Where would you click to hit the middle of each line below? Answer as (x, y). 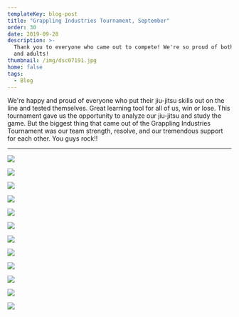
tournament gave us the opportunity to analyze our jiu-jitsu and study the (115, 116)
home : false (25, 67)
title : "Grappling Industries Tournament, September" (89, 21)
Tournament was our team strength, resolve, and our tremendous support (115, 131)
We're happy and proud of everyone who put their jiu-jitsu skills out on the (116, 101)
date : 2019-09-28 (33, 34)
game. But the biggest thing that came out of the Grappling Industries (109, 124)
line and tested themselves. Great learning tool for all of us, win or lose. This (119, 109)
